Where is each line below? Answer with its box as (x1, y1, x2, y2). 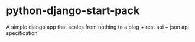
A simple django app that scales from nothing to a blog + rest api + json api (6, 23, 189, 30)
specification (6, 29, 38, 36)
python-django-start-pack (6, 4, 140, 17)
